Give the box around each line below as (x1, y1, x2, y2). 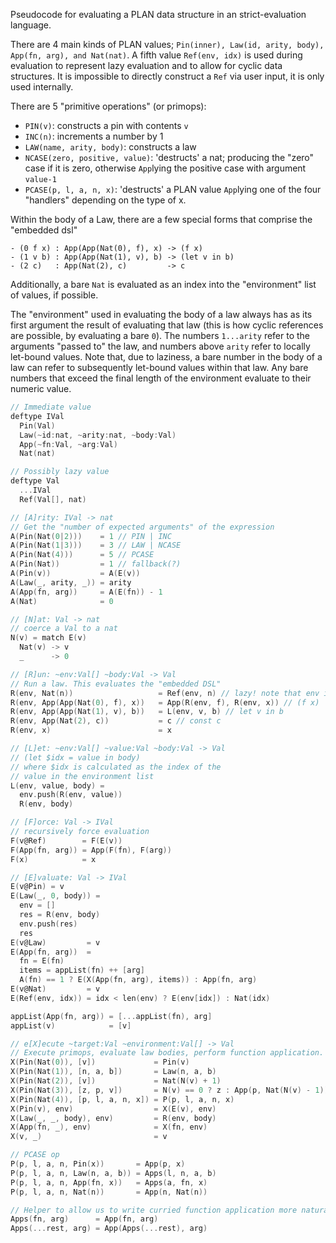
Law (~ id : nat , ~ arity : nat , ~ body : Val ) (19, 430, 177, 440)
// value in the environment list (10, 771, 155, 781)
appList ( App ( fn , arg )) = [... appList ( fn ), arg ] (10, 1011, 213, 1021)
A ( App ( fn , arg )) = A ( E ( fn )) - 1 (10, 587, 163, 597)
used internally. (10, 81, 74, 93)
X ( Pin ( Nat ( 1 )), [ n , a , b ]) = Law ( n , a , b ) (10, 1067, 217, 1077)
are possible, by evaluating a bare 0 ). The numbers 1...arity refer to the (10, 330, 311, 341)
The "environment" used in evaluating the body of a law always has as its (10, 309, 313, 320)
